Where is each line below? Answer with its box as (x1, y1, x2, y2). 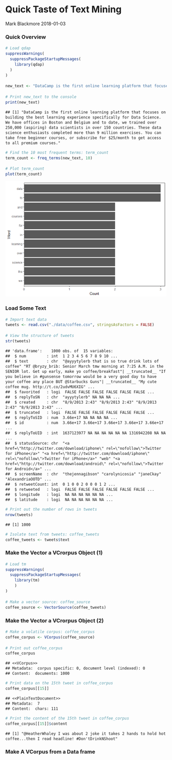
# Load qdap (5, 46, 31, 51)
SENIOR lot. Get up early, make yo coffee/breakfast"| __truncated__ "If (5, 369, 166, 374)
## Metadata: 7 (5, 701, 40, 706)
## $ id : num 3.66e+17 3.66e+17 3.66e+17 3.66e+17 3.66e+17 (5, 420, 164, 425)
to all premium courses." (5, 140, 60, 146)
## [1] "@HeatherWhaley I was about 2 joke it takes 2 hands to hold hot (5, 731, 166, 736)
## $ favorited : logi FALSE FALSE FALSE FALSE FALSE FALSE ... (5, 389, 155, 394)
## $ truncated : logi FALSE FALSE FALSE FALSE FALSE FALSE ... (5, 410, 155, 415)
